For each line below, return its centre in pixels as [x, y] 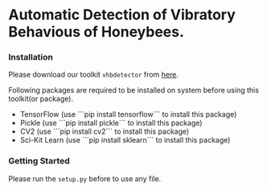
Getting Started [39, 161]
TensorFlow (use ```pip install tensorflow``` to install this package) [128, 114]
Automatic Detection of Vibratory [122, 15]
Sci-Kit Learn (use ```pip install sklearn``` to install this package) [125, 140]
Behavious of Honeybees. [97, 32]
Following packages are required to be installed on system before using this [134, 90]
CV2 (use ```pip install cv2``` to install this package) [105, 131]
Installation [31, 57]
